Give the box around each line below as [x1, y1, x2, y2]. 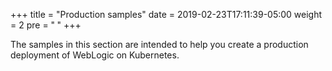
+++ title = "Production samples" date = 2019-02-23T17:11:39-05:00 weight [10, 9, 323, 20]
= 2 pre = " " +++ [10, 19, 82, 31]
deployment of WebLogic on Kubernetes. [10, 49, 180, 61]
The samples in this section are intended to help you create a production [10, 39, 309, 50]
